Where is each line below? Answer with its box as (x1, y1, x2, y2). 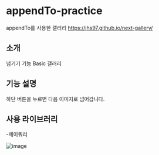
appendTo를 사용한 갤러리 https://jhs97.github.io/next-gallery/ (6, 24, 153, 31)
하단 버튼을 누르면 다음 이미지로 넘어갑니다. (6, 95, 105, 102)
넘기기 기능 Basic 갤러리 (6, 60, 62, 67)
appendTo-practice (6, 4, 103, 18)
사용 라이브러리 (6, 114, 58, 124)
